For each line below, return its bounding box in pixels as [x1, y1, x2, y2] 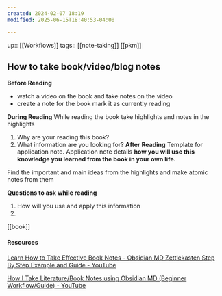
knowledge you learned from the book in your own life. [16, 155, 176, 163]
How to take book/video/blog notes [7, 61, 161, 72]
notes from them [7, 176, 54, 184]
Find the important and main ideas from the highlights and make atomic [7, 168, 208, 176]
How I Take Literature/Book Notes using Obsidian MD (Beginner [7, 274, 187, 282]
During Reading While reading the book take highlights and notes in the [7, 113, 210, 121]
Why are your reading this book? [16, 133, 110, 142]
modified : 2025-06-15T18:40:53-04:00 [7, 16, 115, 23]
